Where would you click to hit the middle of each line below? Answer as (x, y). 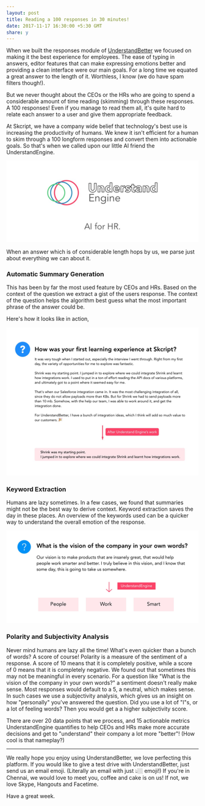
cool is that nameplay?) (36, 740)
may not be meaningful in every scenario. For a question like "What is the (98, 676)
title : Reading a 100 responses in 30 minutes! (68, 19)
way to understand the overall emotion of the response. (76, 522)
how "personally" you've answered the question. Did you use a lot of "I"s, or (102, 702)
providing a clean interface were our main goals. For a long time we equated (102, 70)
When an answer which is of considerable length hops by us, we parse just (101, 252)
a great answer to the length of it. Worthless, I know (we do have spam (95, 77)
